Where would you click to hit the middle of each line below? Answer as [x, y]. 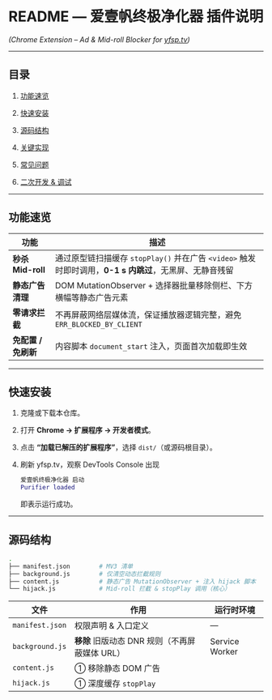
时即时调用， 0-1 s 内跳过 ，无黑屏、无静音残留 [144, 270]
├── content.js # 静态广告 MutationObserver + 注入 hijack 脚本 [132, 581]
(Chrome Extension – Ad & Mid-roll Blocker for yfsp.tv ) [99, 39]
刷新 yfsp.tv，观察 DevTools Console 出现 [90, 465]
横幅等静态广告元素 [92, 297]
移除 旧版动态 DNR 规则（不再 [131, 641]
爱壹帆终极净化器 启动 [52, 480]
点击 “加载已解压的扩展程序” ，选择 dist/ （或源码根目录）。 [118, 447]
